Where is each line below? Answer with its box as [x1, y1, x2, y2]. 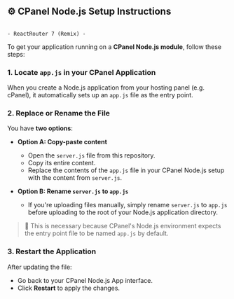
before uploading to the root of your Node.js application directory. [27, 208, 219, 216]
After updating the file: [7, 263, 72, 271]
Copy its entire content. [27, 159, 96, 167]
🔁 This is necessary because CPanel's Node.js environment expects [24, 222, 221, 230]
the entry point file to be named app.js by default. [24, 229, 169, 237]
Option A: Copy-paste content [17, 138, 107, 146]
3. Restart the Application [7, 246, 97, 256]
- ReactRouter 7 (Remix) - [7, 30, 86, 37]
